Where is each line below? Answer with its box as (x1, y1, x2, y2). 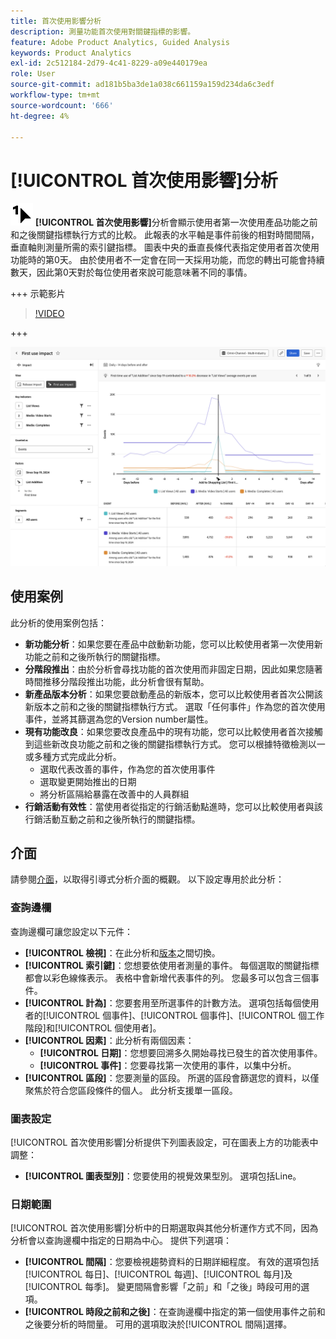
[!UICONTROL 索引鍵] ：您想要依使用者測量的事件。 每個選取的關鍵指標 (24, 959, 320, 971)
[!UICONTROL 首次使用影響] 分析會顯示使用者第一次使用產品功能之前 (34, 216, 318, 229)
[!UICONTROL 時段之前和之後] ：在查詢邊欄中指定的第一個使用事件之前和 (24, 1306, 326, 1318)
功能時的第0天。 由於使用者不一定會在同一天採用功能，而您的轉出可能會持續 (10, 254, 325, 266)
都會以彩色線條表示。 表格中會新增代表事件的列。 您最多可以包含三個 (24, 971, 311, 984)
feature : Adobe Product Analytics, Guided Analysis (10, 37, 230, 47)
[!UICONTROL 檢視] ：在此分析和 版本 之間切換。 (24, 946, 221, 959)
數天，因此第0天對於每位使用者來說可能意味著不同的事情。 (10, 266, 253, 279)
